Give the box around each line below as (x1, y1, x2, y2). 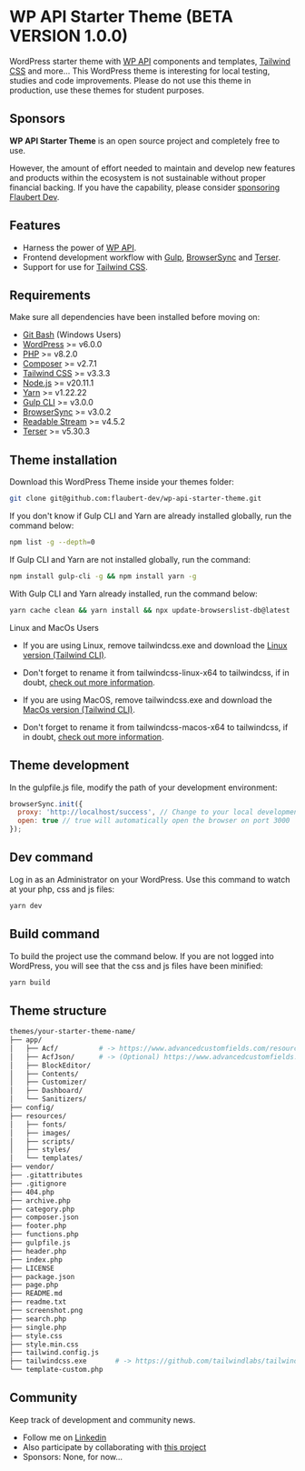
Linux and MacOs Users (9, 622, 100, 633)
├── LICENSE (9, 1264, 54, 1273)
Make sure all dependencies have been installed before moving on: (9, 312, 261, 323)
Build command (9, 926, 100, 942)
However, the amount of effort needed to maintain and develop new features (9, 162, 296, 174)
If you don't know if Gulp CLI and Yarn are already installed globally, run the (9, 511, 292, 522)
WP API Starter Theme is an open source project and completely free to (9, 135, 280, 146)
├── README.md (9, 1289, 64, 1298)
